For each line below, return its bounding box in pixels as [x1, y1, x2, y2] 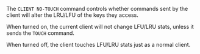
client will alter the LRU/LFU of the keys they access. [6, 11, 138, 19]
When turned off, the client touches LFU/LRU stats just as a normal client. [6, 41, 191, 48]
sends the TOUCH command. [6, 29, 75, 37]
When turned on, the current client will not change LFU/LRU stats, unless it [6, 23, 194, 30]
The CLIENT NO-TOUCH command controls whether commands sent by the [6, 5, 188, 12]
